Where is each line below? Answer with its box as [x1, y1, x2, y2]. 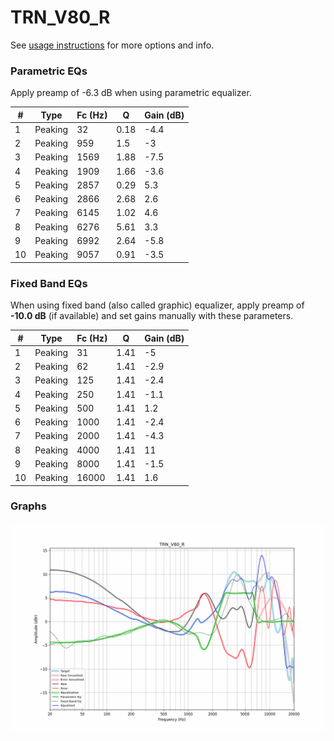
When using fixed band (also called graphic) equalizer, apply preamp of [10, 299, 305, 311]
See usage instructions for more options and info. [10, 39, 215, 51]
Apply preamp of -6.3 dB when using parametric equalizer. [10, 87, 252, 99]
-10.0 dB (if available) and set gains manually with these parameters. [10, 310, 294, 322]
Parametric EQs [10, 64, 88, 78]
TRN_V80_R [10, 6, 111, 29]
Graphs [10, 499, 47, 513]
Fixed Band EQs [10, 276, 88, 290]
